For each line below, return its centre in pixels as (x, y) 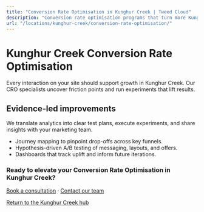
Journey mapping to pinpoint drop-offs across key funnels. (89, 142)
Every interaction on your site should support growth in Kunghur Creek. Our (101, 83)
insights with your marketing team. (49, 130)
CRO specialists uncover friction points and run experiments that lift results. (101, 89)
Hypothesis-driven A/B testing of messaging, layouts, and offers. (96, 148)
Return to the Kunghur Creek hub (48, 203)
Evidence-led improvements (61, 108)
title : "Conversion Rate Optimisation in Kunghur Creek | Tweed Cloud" (99, 12)
